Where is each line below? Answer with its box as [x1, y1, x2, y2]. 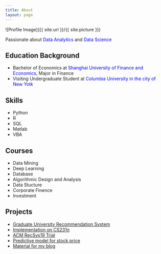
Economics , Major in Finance [12, 70, 74, 76]
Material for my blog [12, 243, 56, 249]
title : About [5, 7, 33, 13]
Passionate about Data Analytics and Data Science [5, 36, 112, 43]
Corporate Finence [12, 187, 53, 193]
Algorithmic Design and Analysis [12, 176, 81, 182]
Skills [5, 96, 23, 105]
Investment [12, 192, 37, 199]
